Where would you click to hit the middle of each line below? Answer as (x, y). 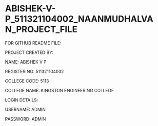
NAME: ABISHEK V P (26, 62)
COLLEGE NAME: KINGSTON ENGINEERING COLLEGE (59, 90)
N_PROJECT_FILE (41, 29)
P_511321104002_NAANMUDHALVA (79, 19)
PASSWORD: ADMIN (26, 119)
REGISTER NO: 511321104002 (35, 71)
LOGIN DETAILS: (21, 100)
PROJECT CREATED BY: (29, 52)
